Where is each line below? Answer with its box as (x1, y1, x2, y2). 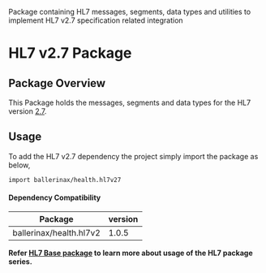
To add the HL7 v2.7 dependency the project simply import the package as (8, 151, 259, 161)
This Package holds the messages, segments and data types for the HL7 (8, 97, 251, 107)
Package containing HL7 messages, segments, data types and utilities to (8, 7, 251, 16)
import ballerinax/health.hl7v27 (8, 175, 122, 184)
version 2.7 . (8, 106, 47, 116)
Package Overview (8, 76, 106, 90)
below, (8, 160, 31, 170)
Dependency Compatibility (8, 193, 101, 202)
